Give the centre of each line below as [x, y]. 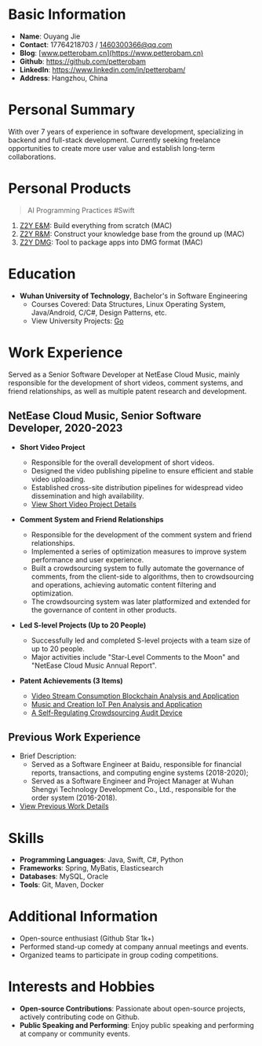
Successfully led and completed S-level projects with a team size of [141, 640]
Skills [26, 838]
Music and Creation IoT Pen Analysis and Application [116, 704]
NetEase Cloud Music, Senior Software [105, 416]
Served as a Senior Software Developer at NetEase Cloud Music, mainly [124, 374]
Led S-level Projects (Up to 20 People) [83, 625]
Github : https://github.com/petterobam [83, 61]
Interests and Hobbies [82, 987]
